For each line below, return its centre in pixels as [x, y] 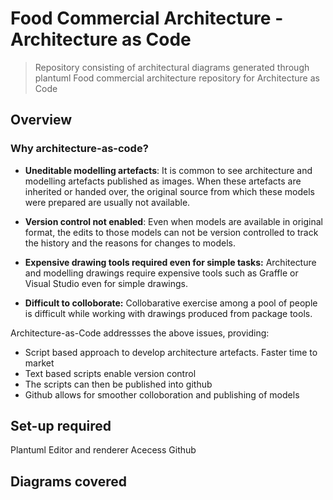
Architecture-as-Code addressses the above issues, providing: [140, 333]
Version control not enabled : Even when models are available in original [174, 221]
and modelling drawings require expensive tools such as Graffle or [161, 273]
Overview [41, 120]
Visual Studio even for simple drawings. [106, 283]
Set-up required [61, 426]
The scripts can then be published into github [118, 384]
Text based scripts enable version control [110, 373]
